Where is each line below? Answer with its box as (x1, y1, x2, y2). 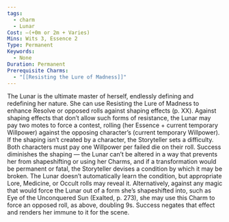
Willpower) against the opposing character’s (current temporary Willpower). (7, 128, 220, 137)
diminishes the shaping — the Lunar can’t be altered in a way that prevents (7, 150, 217, 158)
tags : (7, 10, 23, 17)
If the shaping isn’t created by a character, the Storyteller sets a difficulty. (7, 136, 214, 144)
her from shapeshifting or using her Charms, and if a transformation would (7, 158, 217, 166)
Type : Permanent (7, 42, 53, 48)
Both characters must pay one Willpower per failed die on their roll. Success (7, 143, 221, 151)
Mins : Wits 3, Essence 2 (7, 36, 78, 42)
